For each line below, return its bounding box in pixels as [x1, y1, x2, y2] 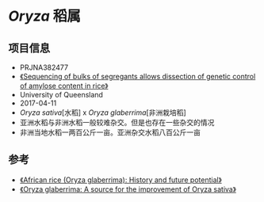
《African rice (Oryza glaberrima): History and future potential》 [19, 175, 222, 185]
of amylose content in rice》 [19, 81, 109, 90]
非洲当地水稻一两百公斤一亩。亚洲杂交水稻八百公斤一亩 [19, 128, 201, 137]
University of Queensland [19, 90, 103, 99]
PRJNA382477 [19, 63, 69, 72]
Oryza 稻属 [8, 7, 82, 25]
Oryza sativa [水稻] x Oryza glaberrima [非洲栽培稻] [19, 108, 186, 117]
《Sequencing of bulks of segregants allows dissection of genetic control [19, 72, 256, 81]
